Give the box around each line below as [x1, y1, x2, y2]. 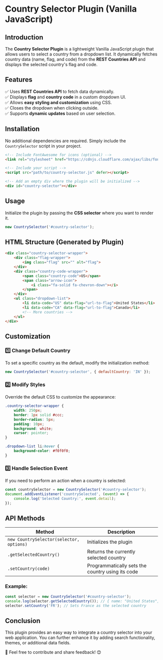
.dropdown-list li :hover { [5, 444, 60, 449]
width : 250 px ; [14, 408, 42, 413]
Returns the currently [87, 549, 136, 555]
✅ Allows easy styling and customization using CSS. [5, 99, 112, 105]
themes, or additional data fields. [5, 640, 71, 646]
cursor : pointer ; [14, 431, 49, 436]
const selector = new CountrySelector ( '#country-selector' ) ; [5, 594, 131, 599]
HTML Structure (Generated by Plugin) [5, 238, 124, 246]
